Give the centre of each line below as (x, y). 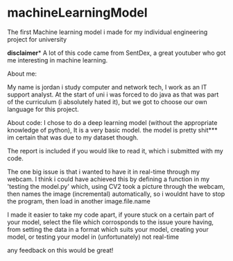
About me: (22, 74)
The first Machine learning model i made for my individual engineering (107, 32)
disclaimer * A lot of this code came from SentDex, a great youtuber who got (116, 53)
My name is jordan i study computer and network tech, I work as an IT (107, 87)
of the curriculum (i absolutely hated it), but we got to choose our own (107, 101)
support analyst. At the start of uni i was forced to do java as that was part (113, 94)
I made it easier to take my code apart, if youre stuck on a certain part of (111, 214)
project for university (37, 39)
